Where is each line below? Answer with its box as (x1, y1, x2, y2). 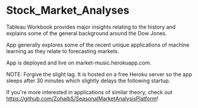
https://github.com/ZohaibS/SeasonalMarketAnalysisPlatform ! (6, 95, 159, 102)
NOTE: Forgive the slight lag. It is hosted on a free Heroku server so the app (6, 70, 193, 78)
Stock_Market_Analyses (6, 4, 129, 17)
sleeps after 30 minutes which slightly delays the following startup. (6, 77, 171, 84)
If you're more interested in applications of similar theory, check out (6, 88, 173, 95)
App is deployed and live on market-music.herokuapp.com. (6, 59, 152, 66)
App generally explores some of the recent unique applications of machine (6, 41, 190, 48)
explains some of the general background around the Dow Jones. (6, 29, 167, 36)
